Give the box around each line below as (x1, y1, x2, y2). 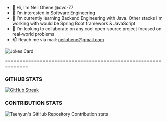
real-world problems (12, 31, 55, 37)
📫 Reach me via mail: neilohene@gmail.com (12, 37, 104, 42)
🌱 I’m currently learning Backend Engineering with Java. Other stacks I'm (12, 15, 163, 21)
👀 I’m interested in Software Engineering (12, 10, 96, 16)
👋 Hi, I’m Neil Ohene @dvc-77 (12, 5, 74, 10)
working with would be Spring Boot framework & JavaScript (12, 20, 136, 26)
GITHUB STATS (5, 75, 43, 82)
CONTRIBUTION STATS (5, 100, 63, 107)
